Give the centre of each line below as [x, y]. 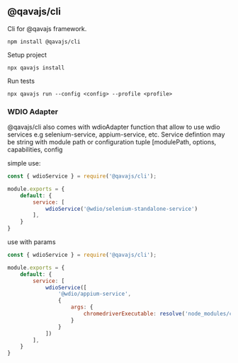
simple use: [24, 163]
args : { [82, 307]
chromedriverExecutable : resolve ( [134, 314]
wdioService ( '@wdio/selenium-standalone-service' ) [121, 209]
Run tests [21, 81]
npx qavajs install [36, 68]
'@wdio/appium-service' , [95, 294]
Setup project [27, 54]
